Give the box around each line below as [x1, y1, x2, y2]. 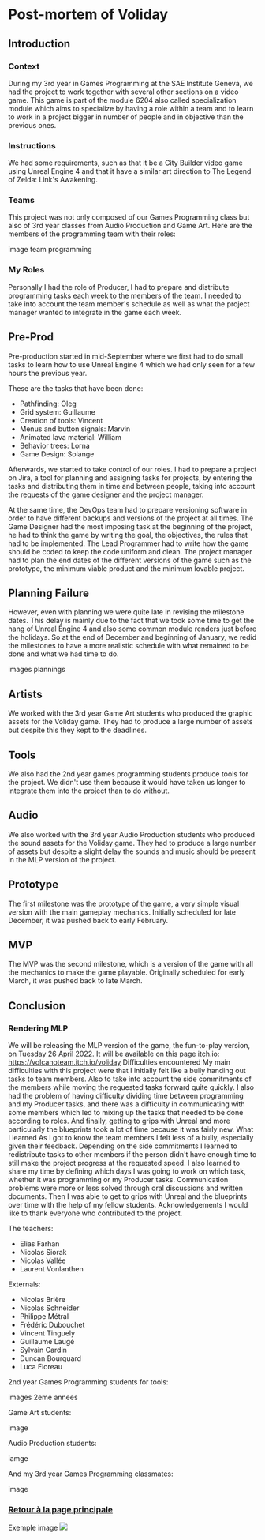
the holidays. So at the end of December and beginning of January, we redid [8, 633, 257, 642]
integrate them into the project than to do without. [8, 786, 170, 795]
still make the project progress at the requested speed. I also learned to [8, 1159, 241, 1168]
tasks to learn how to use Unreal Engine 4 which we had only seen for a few [8, 359, 255, 369]
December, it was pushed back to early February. [8, 915, 169, 925]
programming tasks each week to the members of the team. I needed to [8, 291, 242, 300]
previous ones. [8, 120, 57, 130]
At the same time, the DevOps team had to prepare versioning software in [8, 505, 248, 514]
